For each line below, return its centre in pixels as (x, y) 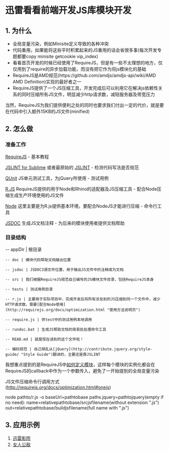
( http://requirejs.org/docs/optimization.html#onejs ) (58, 387)
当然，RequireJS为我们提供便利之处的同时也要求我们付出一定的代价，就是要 (85, 105)
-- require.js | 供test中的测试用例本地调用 (49, 319)
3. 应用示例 (23, 425)
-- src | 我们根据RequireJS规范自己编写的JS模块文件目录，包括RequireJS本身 (80, 279)
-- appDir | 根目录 (24, 249)
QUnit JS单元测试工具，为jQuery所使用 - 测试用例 (57, 178)
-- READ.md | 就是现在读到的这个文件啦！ (45, 339)
